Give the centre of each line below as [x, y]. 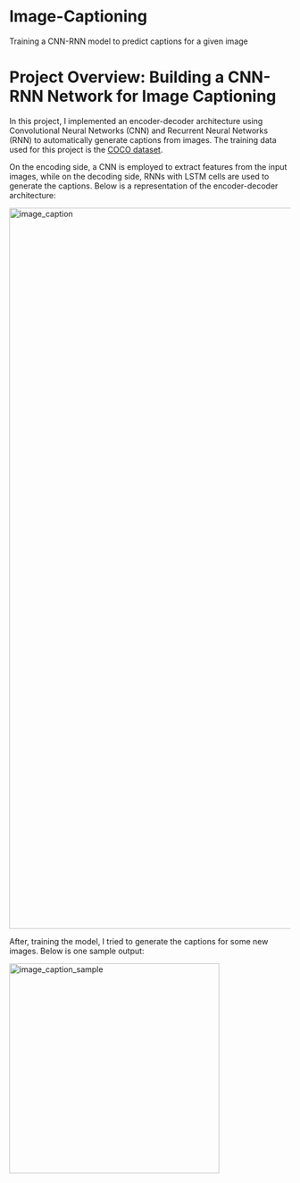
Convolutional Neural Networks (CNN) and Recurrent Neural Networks [139, 130]
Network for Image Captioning [162, 96]
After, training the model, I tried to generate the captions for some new [139, 941]
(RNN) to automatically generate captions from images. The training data [143, 139]
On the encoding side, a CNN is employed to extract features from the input [148, 166]
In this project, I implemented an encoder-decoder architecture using [136, 121]
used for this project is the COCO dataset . [86, 149]
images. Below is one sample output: [77, 951]
